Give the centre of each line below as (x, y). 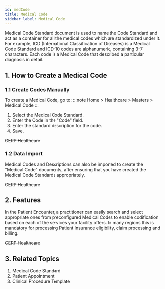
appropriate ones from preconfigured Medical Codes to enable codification (82, 217)
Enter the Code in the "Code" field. (48, 120)
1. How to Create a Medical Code (56, 75)
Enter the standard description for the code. (57, 126)
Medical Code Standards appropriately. (45, 175)
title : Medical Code (27, 14)
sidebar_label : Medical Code (35, 19)
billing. (12, 233)
